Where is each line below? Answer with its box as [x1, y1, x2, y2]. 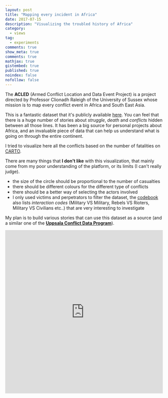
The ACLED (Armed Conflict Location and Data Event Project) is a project [5, 91, 156, 97]
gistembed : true [5, 63, 39, 68]
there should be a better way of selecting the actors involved [12, 189, 138, 195]
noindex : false [5, 73, 37, 78]
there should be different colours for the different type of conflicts [12, 183, 148, 189]
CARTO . [5, 148, 21, 154]
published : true [5, 68, 39, 73]
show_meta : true [5, 49, 39, 54]
